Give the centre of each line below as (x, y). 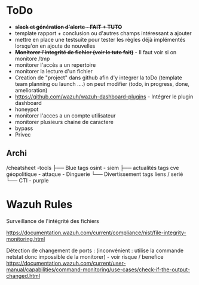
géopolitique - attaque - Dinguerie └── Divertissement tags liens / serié (95, 174)
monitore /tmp (32, 58)
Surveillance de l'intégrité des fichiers (53, 221)
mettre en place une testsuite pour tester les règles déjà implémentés (100, 39)
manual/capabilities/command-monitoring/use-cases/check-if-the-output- (98, 269)
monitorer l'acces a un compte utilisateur (65, 115)
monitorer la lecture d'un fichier (54, 71)
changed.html (23, 275)
